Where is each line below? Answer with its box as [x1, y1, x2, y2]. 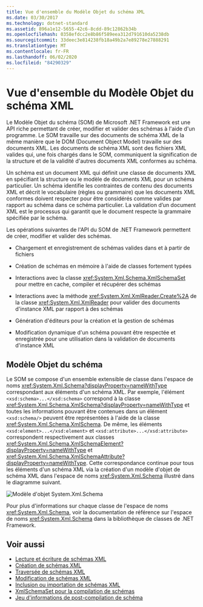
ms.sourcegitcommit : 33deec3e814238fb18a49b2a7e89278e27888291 [6, 37, 170, 43]
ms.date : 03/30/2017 [6, 15, 59, 21]
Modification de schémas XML [15, 575, 92, 582]
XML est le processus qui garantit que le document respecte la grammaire [6, 208, 191, 215]
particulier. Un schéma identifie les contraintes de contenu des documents [6, 182, 193, 189]
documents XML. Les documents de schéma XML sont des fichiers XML [6, 144, 187, 152]
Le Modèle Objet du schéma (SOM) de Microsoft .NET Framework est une [6, 119, 191, 126]
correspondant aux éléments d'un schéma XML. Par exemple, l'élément [6, 388, 185, 396]
